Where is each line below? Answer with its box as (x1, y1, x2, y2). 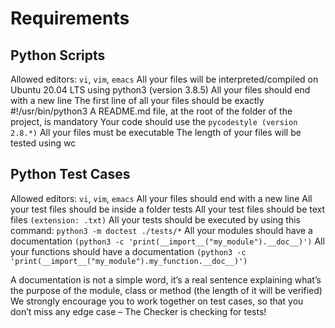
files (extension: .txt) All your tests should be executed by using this (10, 213, 301, 226)
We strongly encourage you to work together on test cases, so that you (10, 295, 304, 307)
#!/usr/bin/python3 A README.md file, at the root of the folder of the (10, 105, 293, 117)
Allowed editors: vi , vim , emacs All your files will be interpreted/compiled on (10, 73, 319, 85)
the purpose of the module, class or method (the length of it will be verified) (10, 284, 323, 296)
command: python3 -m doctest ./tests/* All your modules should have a (10, 224, 313, 236)
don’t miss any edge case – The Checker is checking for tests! (10, 305, 267, 317)
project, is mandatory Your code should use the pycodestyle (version (10, 116, 298, 127)
